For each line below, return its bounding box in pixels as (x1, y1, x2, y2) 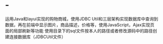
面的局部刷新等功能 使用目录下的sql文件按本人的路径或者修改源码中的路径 (5, 28, 153, 33)
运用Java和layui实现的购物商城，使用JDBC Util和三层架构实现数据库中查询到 (5, 16, 159, 22)
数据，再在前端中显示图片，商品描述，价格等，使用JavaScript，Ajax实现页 (5, 22, 155, 28)
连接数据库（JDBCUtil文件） (9, 33, 66, 40)
